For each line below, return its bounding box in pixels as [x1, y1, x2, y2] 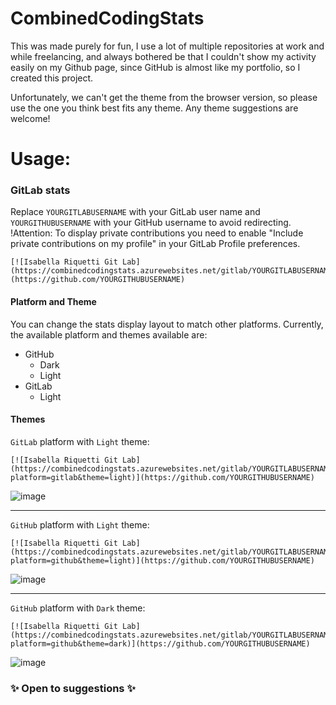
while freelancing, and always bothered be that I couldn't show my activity [10, 50, 317, 62]
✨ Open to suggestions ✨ [10, 681, 136, 695]
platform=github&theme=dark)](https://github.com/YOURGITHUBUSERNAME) [10, 638, 311, 649]
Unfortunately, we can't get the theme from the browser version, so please [10, 91, 318, 103]
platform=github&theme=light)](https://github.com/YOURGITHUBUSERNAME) [10, 555, 315, 566]
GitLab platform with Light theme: [10, 435, 150, 447]
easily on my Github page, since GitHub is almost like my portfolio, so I [10, 61, 301, 73]
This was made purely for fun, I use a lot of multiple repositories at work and [10, 40, 325, 52]
